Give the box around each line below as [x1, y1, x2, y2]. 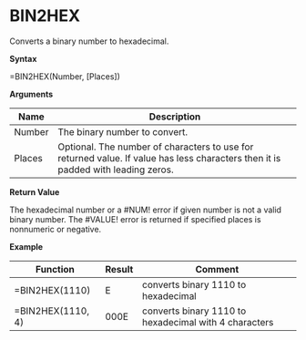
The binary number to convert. [57, 125, 189, 138]
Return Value [9, 186, 60, 197]
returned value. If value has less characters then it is [57, 151, 281, 164]
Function [35, 263, 76, 275]
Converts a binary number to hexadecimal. [9, 36, 169, 46]
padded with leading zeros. [57, 163, 175, 176]
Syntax [9, 53, 37, 64]
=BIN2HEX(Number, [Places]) [9, 70, 120, 82]
